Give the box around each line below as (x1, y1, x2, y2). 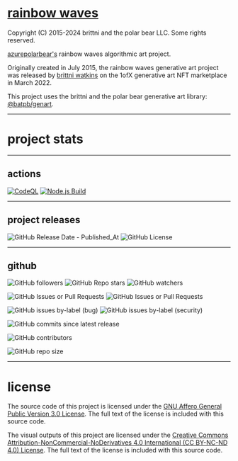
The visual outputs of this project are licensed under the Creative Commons (7, 431, 229, 440)
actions (7, 168, 41, 180)
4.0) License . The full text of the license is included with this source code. (7, 446, 223, 455)
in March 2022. (7, 78, 52, 86)
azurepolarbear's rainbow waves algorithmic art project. (7, 50, 171, 58)
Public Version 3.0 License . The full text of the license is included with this (7, 409, 225, 419)
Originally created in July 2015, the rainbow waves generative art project (7, 63, 219, 72)
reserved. (7, 35, 35, 44)
